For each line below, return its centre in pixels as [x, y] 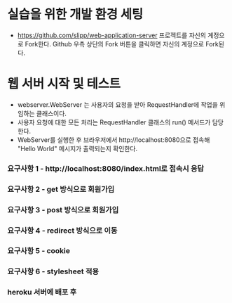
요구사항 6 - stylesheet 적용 [53, 271]
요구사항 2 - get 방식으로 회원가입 [61, 189]
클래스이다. [51, 113]
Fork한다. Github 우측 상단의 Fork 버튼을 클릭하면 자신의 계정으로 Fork [122, 44]
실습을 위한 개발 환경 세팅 [75, 14]
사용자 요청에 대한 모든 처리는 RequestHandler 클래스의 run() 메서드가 [114, 122]
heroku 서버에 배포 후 [42, 292]
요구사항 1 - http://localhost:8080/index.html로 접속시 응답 [106, 168]
